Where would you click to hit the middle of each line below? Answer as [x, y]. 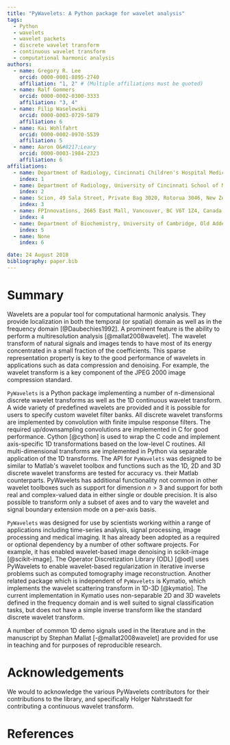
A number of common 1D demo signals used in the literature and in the [106, 630]
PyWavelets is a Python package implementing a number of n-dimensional [111, 393]
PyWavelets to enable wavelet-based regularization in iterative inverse [106, 566]
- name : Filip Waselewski [50, 109]
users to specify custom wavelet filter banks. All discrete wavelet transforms [115, 414]
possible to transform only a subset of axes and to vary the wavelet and [108, 502]
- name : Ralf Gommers [44, 90]
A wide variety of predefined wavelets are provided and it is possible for [109, 407]
